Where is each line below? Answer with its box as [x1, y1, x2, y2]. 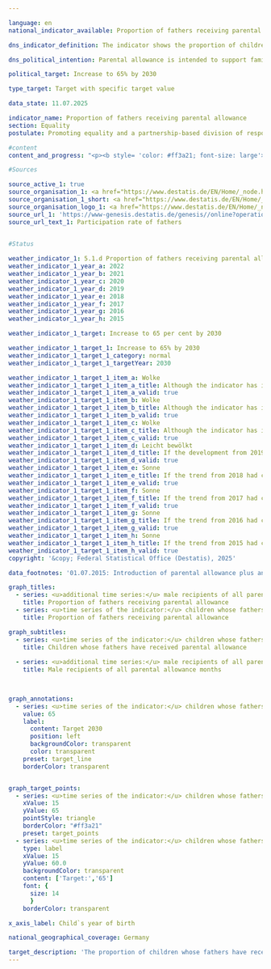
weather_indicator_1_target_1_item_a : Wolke [8, 374, 161, 382]
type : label [23, 844, 63, 853]
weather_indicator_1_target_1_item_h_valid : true [8, 547, 179, 555]
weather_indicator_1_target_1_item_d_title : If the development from [8, 449, 248, 457]
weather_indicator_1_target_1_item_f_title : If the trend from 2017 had [8, 494, 258, 502]
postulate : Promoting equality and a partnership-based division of [8, 129, 244, 138]
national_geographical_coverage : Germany [8, 933, 150, 942]
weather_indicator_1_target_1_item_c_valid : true [8, 434, 179, 442]
